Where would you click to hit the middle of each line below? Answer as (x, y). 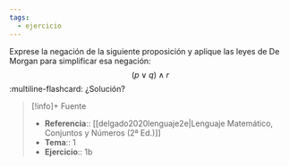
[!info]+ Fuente (59, 106)
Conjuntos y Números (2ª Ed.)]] (102, 133)
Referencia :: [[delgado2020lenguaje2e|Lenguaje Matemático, (159, 123)
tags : (19, 17)
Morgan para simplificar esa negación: (80, 61)
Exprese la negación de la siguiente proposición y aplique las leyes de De (144, 51)
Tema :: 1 (60, 142)
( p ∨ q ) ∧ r (150, 75)
